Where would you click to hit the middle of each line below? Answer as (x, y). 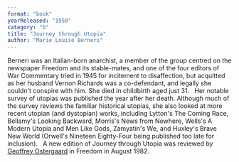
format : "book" (30, 14)
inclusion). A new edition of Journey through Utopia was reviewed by (110, 144)
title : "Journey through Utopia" (57, 34)
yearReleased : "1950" (39, 21)
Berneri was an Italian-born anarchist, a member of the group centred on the (119, 60)
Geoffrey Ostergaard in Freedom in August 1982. (79, 151)
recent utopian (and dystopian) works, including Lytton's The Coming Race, (118, 114)
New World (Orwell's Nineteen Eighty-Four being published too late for (111, 136)
